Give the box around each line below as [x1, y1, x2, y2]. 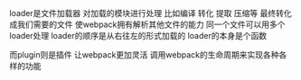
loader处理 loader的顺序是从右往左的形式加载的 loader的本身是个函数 [9, 31, 268, 40]
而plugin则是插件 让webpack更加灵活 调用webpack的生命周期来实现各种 [9, 49, 279, 60]
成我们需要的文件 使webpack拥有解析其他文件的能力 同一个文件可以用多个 [9, 19, 287, 30]
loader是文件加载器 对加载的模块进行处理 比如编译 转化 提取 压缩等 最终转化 [9, 8, 292, 18]
